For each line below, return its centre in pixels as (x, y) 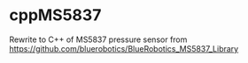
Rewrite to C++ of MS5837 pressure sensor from (98, 39)
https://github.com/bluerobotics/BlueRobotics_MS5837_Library (124, 48)
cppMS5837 (55, 15)
